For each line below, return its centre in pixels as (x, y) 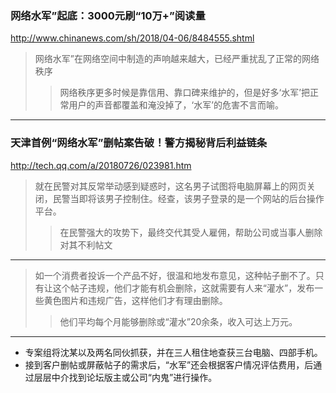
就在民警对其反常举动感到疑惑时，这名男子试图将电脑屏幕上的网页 (170, 186)
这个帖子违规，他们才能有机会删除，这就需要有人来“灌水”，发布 (183, 288)
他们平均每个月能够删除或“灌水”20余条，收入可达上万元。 (178, 321)
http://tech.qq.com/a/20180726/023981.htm (101, 165)
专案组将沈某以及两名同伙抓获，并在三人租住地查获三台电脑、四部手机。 (173, 352)
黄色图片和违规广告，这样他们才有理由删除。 (135, 300)
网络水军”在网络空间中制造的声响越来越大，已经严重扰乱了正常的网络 (177, 59)
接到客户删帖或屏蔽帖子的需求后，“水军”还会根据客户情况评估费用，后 (169, 364)
